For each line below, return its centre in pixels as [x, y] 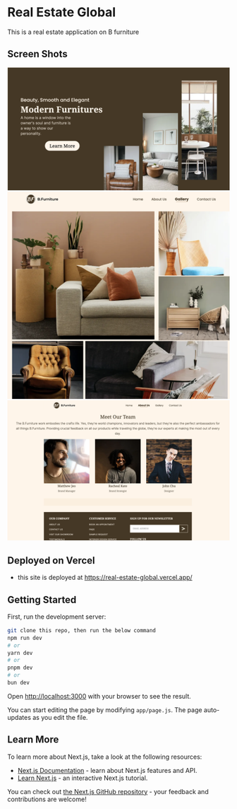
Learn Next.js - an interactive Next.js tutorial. [83, 778]
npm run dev [25, 638]
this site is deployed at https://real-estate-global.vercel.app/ [105, 578]
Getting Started [42, 599]
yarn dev [20, 653]
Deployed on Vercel [51, 560]
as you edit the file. [60, 717]
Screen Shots [38, 54]
